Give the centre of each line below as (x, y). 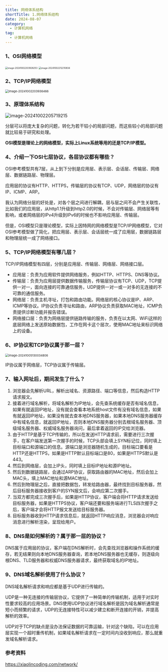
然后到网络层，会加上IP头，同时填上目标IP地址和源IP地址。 (73, 466)
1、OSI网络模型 (23, 56)
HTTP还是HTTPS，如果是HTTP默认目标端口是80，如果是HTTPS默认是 (85, 453)
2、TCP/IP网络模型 (28, 81)
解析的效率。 (18, 616)
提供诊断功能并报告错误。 (43, 312)
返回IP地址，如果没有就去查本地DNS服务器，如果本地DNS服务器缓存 (92, 416)
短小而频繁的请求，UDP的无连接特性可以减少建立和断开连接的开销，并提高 (82, 610)
